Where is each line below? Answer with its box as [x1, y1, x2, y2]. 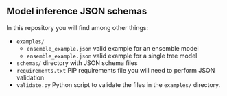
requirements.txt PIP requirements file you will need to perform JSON [16, 66, 215, 74]
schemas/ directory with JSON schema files [16, 58, 138, 67]
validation [16, 73, 45, 82]
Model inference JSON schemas [6, 5, 147, 17]
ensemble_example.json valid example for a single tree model [26, 51, 198, 60]
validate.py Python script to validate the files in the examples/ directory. [16, 80, 221, 88]
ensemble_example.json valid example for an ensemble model [26, 44, 200, 52]
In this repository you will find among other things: [6, 23, 149, 32]
